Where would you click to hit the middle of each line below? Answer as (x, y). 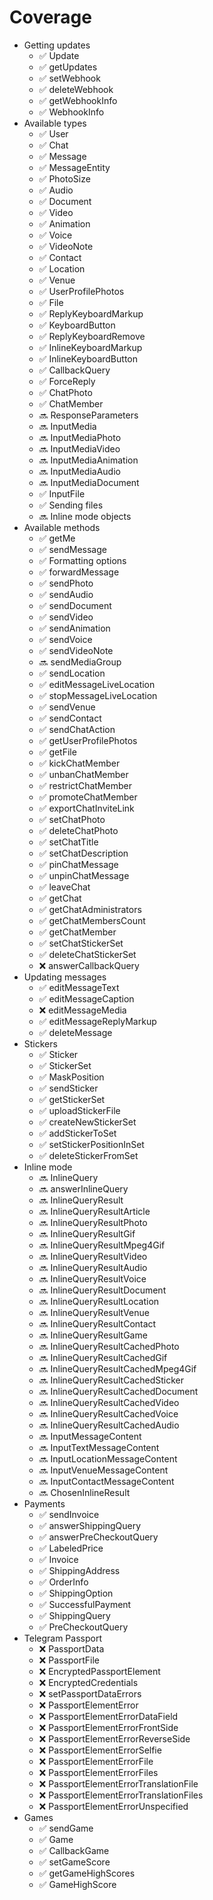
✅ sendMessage (72, 549)
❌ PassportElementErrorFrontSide (108, 1727)
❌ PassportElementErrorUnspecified (113, 1806)
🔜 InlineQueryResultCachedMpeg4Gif (117, 1368)
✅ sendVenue (67, 707)
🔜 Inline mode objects (85, 516)
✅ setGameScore (74, 1862)
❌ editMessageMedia (82, 1010)
